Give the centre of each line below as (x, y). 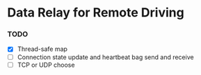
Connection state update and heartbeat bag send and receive (105, 57)
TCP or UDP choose (46, 65)
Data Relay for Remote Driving (96, 13)
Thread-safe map (42, 49)
